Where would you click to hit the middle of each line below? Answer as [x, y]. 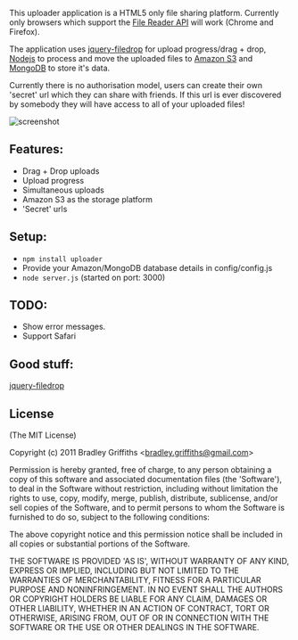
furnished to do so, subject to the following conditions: [109, 517]
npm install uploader [62, 259]
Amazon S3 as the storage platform [87, 199]
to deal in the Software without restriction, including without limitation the [144, 488]
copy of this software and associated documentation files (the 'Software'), [146, 480]
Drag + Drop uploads [61, 171]
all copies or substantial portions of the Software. [99, 544]
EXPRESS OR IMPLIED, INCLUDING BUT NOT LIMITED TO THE [124, 570]
